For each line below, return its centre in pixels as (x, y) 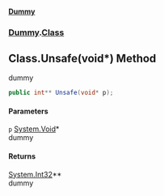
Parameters (28, 111)
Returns (22, 156)
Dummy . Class (36, 32)
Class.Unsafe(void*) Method (82, 58)
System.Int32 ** (35, 174)
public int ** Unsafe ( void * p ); (61, 93)
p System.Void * (34, 129)
